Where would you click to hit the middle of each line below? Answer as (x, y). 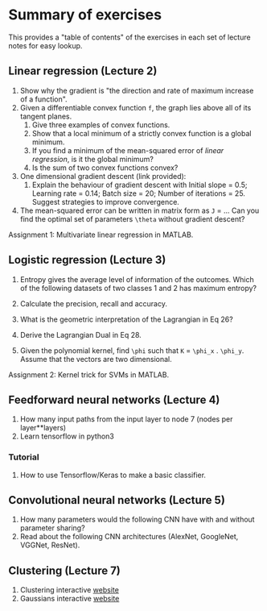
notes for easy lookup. (45, 45)
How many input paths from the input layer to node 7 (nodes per (126, 419)
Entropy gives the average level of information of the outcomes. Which (137, 279)
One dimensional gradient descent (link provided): (103, 176)
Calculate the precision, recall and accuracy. (93, 303)
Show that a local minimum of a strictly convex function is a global (142, 133)
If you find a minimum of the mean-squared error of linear (128, 150)
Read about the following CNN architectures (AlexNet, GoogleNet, (129, 537)
